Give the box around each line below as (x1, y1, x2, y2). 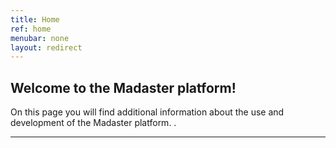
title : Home (10, 14, 60, 25)
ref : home (10, 24, 52, 34)
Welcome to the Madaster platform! (10, 79, 237, 96)
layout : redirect (10, 42, 83, 53)
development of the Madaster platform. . (10, 117, 177, 129)
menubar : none (10, 33, 70, 43)
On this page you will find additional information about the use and (10, 106, 285, 118)
